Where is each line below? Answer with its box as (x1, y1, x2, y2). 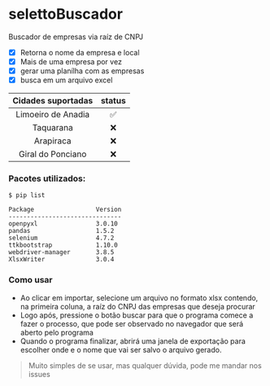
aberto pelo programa (20, 327, 94, 337)
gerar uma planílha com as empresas (20, 66, 145, 76)
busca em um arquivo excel (20, 75, 113, 86)
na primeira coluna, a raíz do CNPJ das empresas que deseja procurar (20, 301, 256, 311)
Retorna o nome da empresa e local (20, 47, 140, 57)
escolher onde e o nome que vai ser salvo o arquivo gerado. (20, 344, 222, 354)
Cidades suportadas (12, 95, 94, 107)
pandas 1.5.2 (8, 227, 115, 235)
